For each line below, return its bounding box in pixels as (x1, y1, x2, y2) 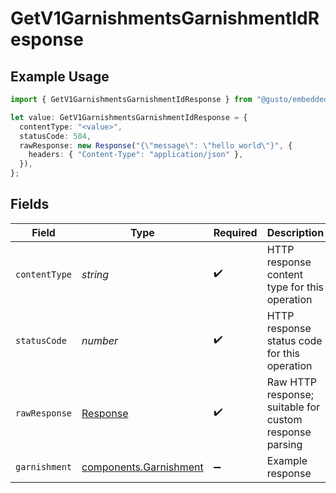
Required (213, 225, 258, 239)
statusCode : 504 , (19, 131, 92, 141)
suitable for (266, 400, 321, 414)
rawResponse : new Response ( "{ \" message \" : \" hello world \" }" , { (19, 140, 293, 151)
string (81, 267, 110, 281)
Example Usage (10, 68, 110, 85)
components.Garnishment (81, 460, 204, 474)
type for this (266, 280, 324, 294)
